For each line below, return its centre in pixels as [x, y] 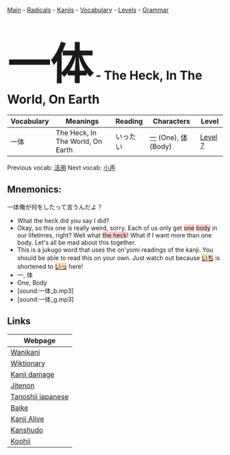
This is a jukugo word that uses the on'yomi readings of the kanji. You [115, 250]
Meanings [82, 121]
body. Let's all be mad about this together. [76, 242]
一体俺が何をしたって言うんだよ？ [55, 207]
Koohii [21, 441]
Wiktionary [28, 363]
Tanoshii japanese [40, 396]
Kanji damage [33, 374]
